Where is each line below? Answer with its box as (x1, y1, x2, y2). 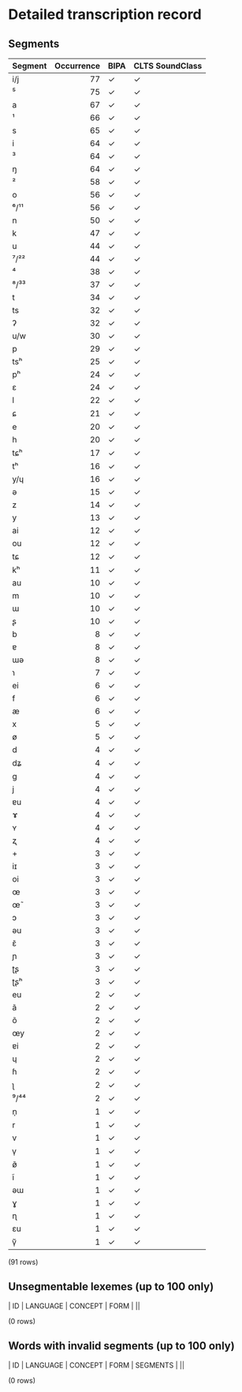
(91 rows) (8, 1258, 39, 1266)
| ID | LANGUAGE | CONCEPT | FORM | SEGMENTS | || (8, 1360, 185, 1370)
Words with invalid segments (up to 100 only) (8, 1339, 235, 1352)
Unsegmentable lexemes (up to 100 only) (8, 1280, 214, 1293)
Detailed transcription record (8, 6, 203, 24)
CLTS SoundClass (133, 61, 203, 71)
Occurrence (54, 61, 101, 71)
